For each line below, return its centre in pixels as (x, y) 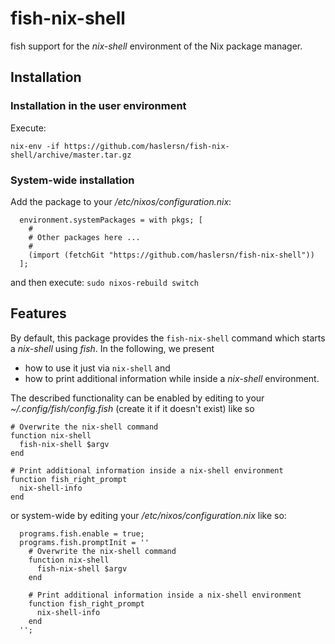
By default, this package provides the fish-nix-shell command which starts (168, 338)
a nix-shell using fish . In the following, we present (112, 348)
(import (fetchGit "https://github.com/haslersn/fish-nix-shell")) (171, 255)
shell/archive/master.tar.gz (71, 155)
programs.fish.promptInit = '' (84, 542)
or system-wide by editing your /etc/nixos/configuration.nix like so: (148, 515)
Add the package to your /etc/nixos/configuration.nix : (121, 201)
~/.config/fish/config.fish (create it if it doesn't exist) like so (132, 408)
